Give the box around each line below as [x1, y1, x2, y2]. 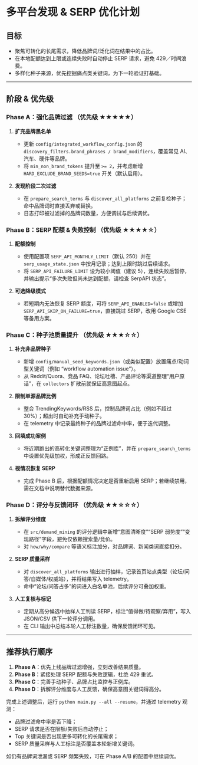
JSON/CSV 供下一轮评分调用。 [23, 615, 98, 622]
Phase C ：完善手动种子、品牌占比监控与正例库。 [14, 678, 134, 685]
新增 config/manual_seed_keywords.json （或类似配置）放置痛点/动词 [23, 358, 189, 365]
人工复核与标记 [14, 595, 51, 602]
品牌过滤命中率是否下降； [14, 718, 77, 725]
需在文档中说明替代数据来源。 [23, 485, 96, 492]
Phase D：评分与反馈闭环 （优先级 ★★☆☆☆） [6, 501, 143, 509]
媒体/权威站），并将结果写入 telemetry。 [35, 575, 133, 582]
